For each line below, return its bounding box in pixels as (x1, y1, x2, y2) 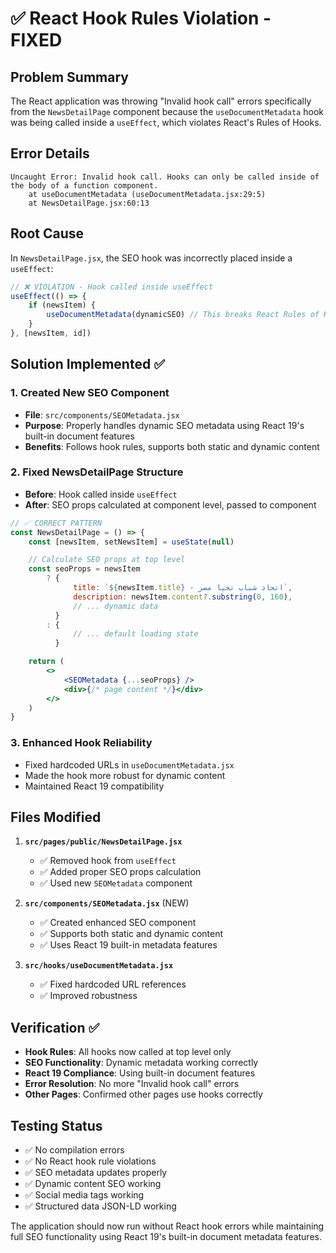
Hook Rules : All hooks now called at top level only (24, 1046, 232, 1058)
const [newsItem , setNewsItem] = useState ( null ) (28, 537, 235, 547)
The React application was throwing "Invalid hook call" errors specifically (10, 95, 312, 107)
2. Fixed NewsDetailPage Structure (10, 465, 184, 479)
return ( (28, 657, 65, 667)
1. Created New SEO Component (10, 386, 170, 400)
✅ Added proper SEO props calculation (39, 866, 202, 878)
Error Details (10, 145, 90, 162)
